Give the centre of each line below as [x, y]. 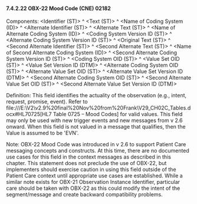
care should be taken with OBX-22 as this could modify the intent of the [93, 188]
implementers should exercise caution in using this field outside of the [91, 170]
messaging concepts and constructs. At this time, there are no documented [98, 151]
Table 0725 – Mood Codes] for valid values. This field [118, 114]
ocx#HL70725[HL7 [29, 114]
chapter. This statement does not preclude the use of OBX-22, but [86, 163]
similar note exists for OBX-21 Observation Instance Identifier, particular [93, 182]
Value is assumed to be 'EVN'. [42, 133]
